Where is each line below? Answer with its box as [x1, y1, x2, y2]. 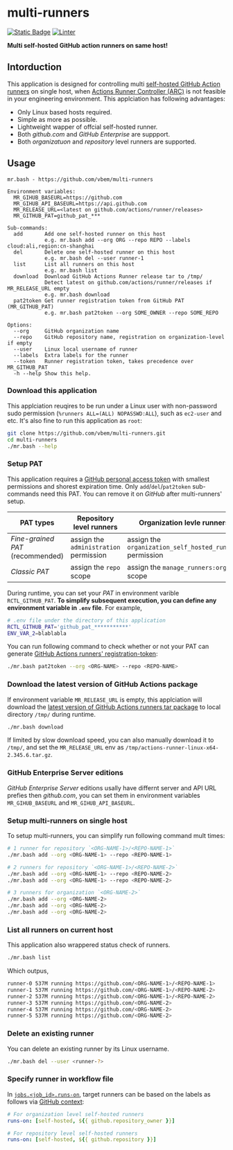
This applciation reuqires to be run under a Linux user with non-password [7, 401, 217, 410]
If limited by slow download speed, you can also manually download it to [7, 736, 214, 744]
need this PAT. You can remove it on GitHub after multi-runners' [40, 489, 223, 498]
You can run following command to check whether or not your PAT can [7, 643, 209, 651]
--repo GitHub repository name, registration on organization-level [13, 333, 225, 340]
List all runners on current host [7, 925, 113, 934]
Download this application [7, 386, 97, 396]
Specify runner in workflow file [7, 1074, 114, 1084]
